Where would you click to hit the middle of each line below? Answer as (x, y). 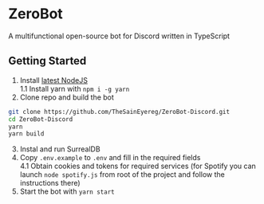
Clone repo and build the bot (67, 97)
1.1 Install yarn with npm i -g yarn (75, 88)
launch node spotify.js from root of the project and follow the (122, 175)
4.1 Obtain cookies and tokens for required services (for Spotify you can (138, 166)
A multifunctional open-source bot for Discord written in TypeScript (119, 36)
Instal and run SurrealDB (60, 149)
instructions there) (50, 183)
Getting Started (47, 61)
